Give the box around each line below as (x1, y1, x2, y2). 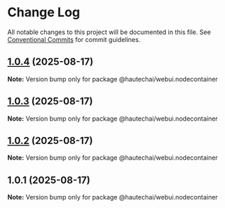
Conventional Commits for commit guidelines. (7, 35, 141, 43)
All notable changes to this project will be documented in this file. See (7, 28, 212, 36)
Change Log (7, 4, 80, 21)
